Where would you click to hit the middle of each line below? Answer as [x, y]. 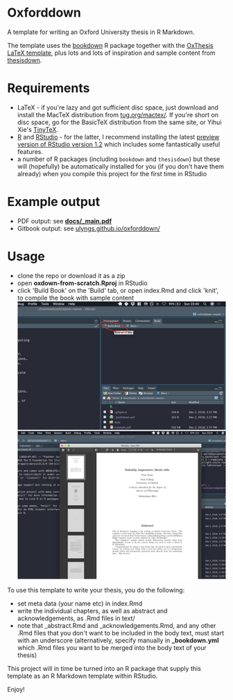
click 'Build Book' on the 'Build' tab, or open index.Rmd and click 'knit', [118, 290]
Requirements [49, 88]
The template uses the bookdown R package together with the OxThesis [110, 45]
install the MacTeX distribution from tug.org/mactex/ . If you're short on [118, 114]
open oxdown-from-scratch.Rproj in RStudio [82, 283]
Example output [54, 202]
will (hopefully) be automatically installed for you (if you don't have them [120, 166]
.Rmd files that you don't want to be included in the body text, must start [120, 633]
